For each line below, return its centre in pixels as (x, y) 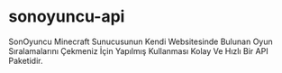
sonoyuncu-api (67, 17)
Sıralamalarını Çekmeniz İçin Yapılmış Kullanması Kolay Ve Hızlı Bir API (138, 50)
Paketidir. (26, 60)
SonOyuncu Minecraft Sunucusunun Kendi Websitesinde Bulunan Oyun (141, 41)
